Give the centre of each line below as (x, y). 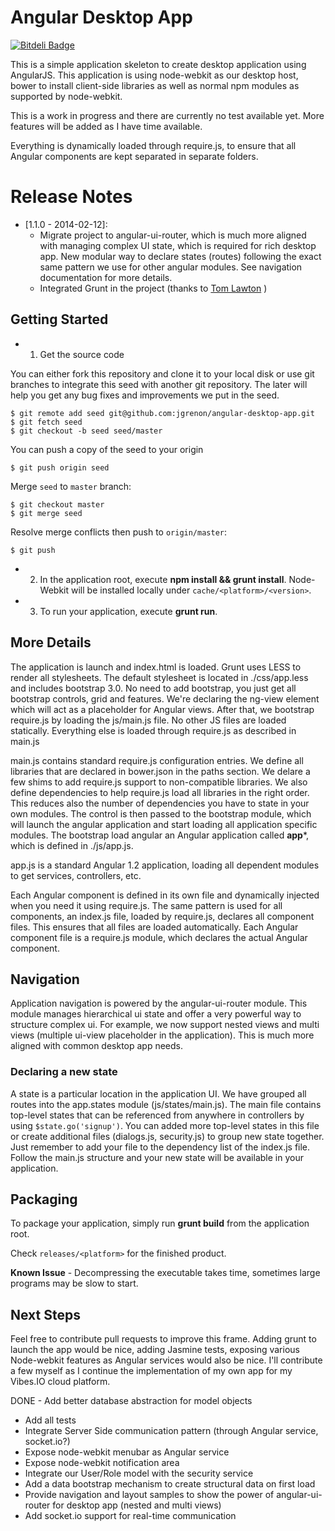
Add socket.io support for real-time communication (130, 1516)
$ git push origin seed (60, 467)
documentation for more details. (106, 277)
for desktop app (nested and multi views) (137, 1505)
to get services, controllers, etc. (76, 875)
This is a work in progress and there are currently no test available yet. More (167, 115)
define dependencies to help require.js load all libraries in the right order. (160, 792)
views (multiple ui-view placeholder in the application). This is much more (162, 1035)
